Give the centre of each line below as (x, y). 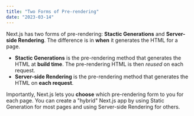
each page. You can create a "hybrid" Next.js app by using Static (85, 100)
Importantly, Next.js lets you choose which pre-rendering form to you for (95, 94)
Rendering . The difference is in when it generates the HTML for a (98, 40)
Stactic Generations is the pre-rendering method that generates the (98, 58)
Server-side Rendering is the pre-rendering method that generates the (101, 77)
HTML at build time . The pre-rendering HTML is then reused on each (99, 64)
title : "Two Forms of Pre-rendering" (53, 11)
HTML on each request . (44, 82)
